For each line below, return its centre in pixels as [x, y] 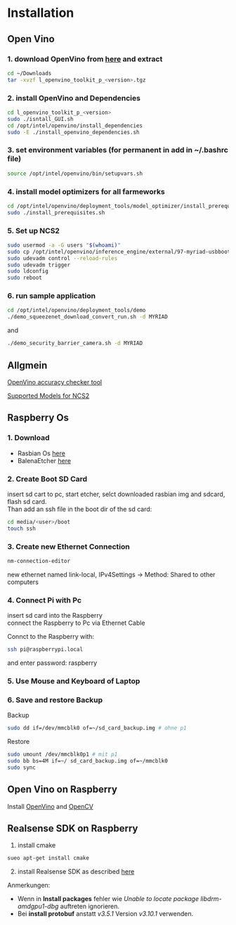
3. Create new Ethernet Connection [68, 546]
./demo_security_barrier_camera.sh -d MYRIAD [75, 343]
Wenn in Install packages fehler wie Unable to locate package [108, 899]
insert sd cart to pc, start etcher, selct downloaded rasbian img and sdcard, [116, 494]
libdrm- [211, 899]
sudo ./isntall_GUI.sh [40, 119]
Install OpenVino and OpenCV [50, 806]
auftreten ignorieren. [90, 906]
